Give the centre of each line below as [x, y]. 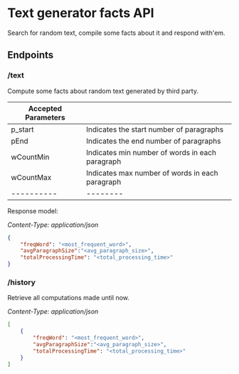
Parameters [45, 117]
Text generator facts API [81, 13]
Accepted [45, 108]
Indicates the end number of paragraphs [154, 141]
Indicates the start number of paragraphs [155, 129]
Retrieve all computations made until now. [69, 298]
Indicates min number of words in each [152, 152]
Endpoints [31, 55]
